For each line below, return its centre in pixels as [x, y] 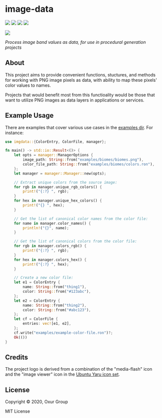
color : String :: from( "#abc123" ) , [57, 310]
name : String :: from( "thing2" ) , [55, 305]
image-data [29, 9]
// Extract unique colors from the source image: [66, 182]
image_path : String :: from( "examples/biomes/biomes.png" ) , [83, 160]
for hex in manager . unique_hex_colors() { [58, 201]
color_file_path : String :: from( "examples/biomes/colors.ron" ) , [89, 164]
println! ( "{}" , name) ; [46, 228]
